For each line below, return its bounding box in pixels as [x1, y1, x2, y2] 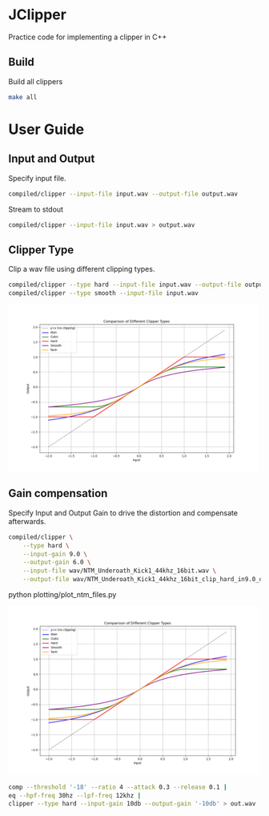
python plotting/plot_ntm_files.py [8, 590, 117, 599]
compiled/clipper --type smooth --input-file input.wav [8, 289, 199, 297]
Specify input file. [8, 173, 66, 183]
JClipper [8, 6, 66, 24]
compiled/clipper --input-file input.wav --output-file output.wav [8, 190, 239, 198]
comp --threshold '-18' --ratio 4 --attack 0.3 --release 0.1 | [8, 783, 227, 791]
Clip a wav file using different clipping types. [8, 265, 155, 274]
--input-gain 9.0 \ [22, 550, 88, 558]
